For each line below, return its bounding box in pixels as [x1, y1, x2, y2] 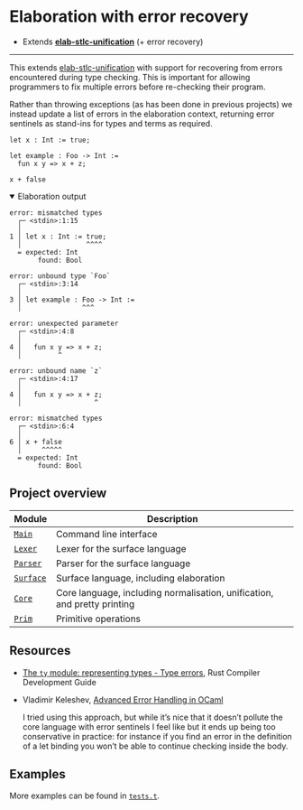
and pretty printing [55, 598, 135, 610]
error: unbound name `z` [9, 366, 103, 376]
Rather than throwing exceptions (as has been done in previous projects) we [9, 98, 293, 109]
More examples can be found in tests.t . [9, 790, 161, 801]
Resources [9, 643, 71, 658]
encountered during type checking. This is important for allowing [9, 71, 251, 82]
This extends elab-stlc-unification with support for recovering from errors [9, 61, 283, 73]
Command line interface [55, 527, 158, 540]
